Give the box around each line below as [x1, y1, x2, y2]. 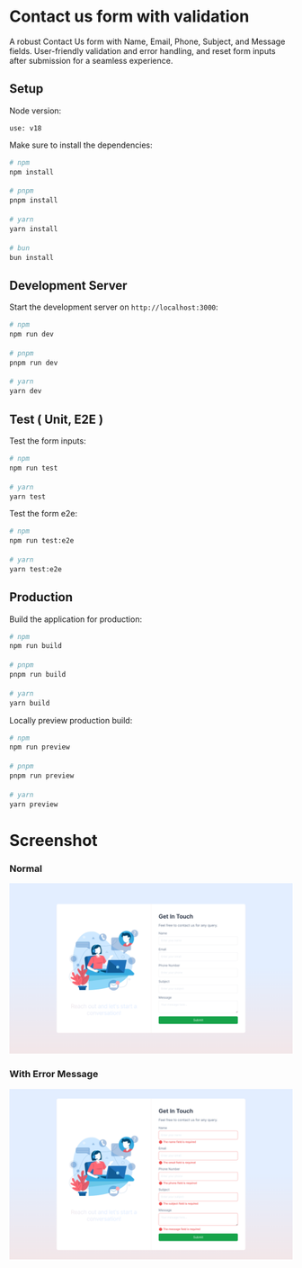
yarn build [9, 698, 50, 707]
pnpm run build [9, 670, 67, 679]
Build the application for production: [9, 614, 142, 625]
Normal [9, 862, 43, 875]
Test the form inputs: [9, 436, 87, 446]
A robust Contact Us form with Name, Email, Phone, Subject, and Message [9, 36, 286, 47]
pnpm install [9, 196, 58, 205]
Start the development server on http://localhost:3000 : [9, 301, 218, 312]
